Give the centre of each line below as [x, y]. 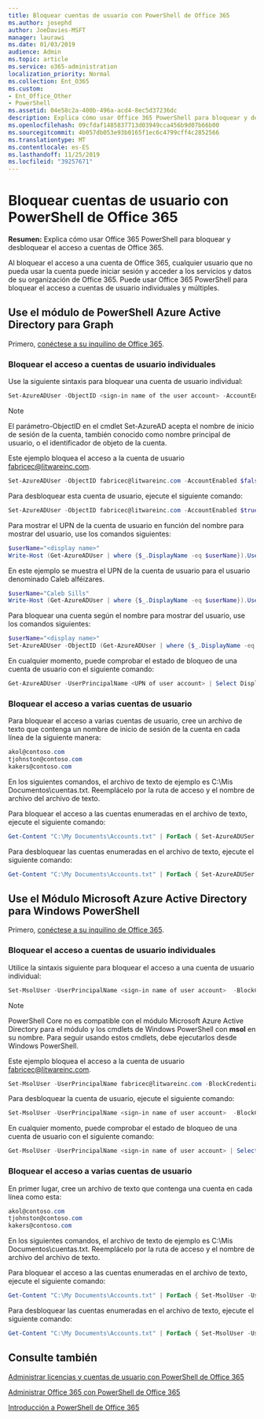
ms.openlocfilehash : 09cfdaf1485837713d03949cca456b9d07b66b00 [114, 125]
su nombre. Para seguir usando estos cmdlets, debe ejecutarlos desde [123, 1037]
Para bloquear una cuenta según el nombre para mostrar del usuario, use [127, 615]
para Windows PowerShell [74, 911]
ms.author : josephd [40, 23]
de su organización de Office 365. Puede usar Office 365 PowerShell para [128, 279]
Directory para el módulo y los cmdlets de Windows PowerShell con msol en [132, 1029]
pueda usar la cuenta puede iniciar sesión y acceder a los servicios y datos [130, 272]
